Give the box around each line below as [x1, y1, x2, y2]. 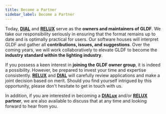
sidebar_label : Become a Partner [5, 12, 75, 17]
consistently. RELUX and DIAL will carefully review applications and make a [5, 72, 161, 78]
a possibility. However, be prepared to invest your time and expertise [5, 67, 146, 73]
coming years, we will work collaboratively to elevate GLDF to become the [5, 47, 158, 53]
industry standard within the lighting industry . [5, 52, 103, 58]
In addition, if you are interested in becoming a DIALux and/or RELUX [5, 93, 148, 99]
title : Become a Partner [5, 7, 57, 12]
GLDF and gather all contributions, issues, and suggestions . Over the [5, 41, 151, 47]
